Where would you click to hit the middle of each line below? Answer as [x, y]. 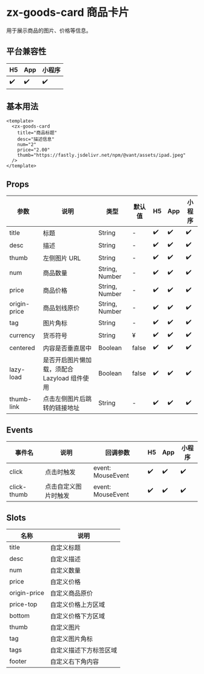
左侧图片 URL [62, 258]
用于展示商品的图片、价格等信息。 [49, 30]
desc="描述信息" [36, 139]
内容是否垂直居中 [67, 348]
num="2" [27, 144]
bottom [20, 616]
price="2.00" [34, 150]
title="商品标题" [37, 132]
